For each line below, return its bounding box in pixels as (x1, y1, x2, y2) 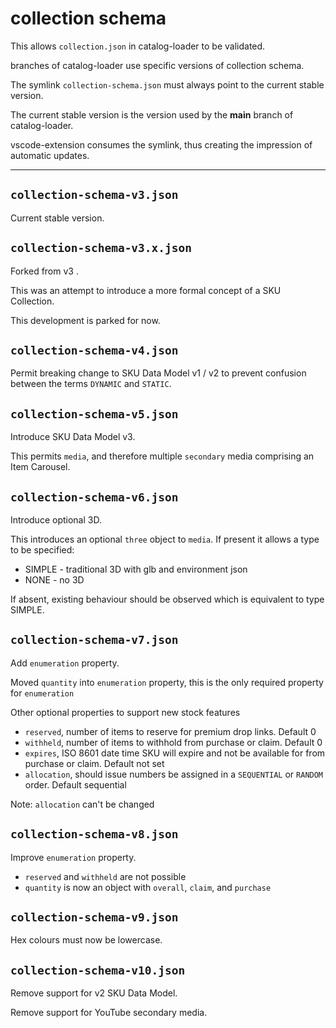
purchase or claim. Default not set (24, 757, 165, 769)
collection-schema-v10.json (10, 963, 186, 977)
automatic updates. (10, 149, 90, 161)
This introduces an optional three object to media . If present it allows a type (10, 533, 320, 545)
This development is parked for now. (10, 314, 161, 326)
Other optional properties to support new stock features (10, 706, 241, 718)
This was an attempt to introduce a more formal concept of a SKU (10, 284, 282, 296)
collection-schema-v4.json (10, 343, 179, 357)
